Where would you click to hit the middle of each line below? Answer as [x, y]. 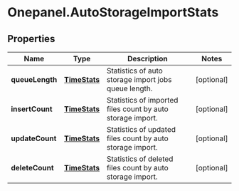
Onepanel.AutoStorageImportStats [113, 12]
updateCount [34, 138]
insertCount [32, 109]
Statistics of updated [141, 129]
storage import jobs [139, 79]
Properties [31, 39]
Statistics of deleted [140, 159]
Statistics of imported [142, 100]
